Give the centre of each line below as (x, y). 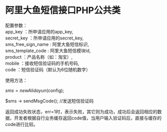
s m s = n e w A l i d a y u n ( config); (35, 90)
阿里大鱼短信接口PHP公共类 (63, 10)
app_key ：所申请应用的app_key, (39, 31)
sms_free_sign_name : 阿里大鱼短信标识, (47, 44)
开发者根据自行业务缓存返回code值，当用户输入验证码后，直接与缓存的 (88, 118)
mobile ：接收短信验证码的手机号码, (42, 63)
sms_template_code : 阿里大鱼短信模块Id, (48, 51)
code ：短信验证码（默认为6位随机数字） (48, 69)
